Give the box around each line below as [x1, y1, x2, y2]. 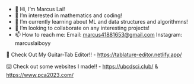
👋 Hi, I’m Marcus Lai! [14, 6, 65, 12]
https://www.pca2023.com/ [6, 72, 74, 78]
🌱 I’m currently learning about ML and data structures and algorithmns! [14, 18, 188, 25]
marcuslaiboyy [14, 40, 51, 47]
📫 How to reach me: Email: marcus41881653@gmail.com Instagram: [14, 31, 183, 38]
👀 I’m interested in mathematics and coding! [14, 12, 123, 19]
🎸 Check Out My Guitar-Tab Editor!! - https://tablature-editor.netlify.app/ [6, 51, 182, 58]
